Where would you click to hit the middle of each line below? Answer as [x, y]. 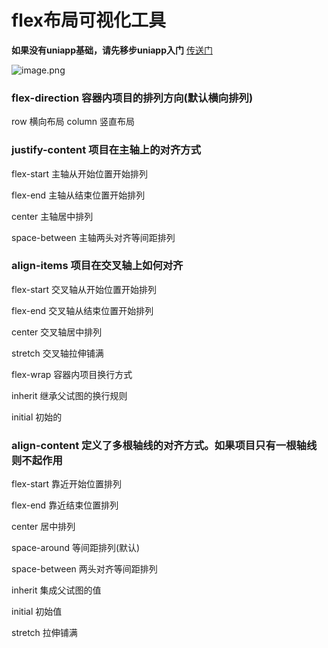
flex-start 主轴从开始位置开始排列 [80, 173]
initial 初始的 [37, 417]
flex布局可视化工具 [89, 20]
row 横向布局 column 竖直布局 [73, 122]
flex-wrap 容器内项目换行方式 [72, 374]
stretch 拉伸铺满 [44, 633]
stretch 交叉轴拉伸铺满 [57, 353]
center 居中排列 [43, 527]
